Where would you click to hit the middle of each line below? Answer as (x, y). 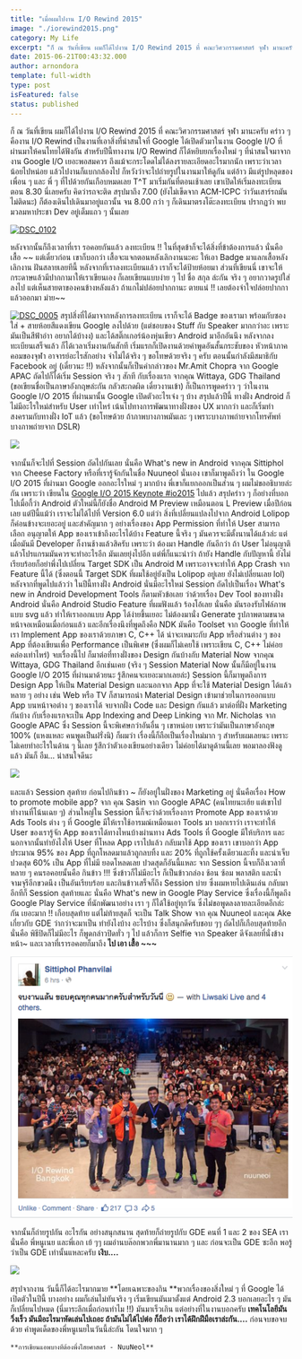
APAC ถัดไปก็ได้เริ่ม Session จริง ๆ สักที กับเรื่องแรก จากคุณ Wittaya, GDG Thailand (145, 376)
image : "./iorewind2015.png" (65, 28)
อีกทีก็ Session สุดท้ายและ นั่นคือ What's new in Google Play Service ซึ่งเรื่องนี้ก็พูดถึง (151, 893)
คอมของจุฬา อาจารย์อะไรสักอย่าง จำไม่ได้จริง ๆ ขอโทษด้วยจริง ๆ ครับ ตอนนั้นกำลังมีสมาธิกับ (144, 355)
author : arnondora (44, 66)
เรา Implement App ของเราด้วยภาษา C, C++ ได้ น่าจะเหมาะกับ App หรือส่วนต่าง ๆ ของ (146, 634)
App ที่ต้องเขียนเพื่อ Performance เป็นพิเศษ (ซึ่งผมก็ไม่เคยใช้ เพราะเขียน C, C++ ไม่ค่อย (147, 644)
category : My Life (44, 38)
